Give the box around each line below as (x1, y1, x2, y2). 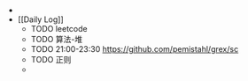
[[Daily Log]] (17, 14, 64, 25)
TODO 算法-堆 (30, 34, 83, 44)
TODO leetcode (30, 24, 88, 33)
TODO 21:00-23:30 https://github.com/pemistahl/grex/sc (30, 44, 239, 54)
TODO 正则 (30, 55, 72, 64)
